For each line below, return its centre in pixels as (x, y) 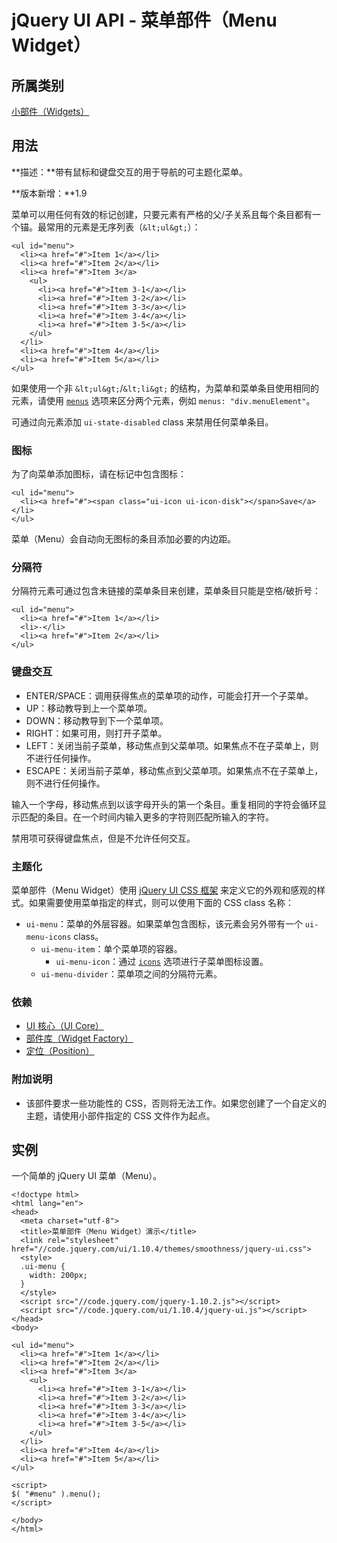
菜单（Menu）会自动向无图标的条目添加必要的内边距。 (124, 539)
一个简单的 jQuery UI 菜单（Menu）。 (87, 1176)
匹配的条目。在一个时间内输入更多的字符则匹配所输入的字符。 (146, 817)
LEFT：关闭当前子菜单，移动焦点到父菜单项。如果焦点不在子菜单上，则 (172, 745)
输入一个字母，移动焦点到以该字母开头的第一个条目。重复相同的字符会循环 (164, 804)
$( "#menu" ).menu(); (56, 1494)
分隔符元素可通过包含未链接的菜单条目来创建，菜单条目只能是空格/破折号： (166, 591)
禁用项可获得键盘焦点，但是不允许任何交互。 (103, 838)
